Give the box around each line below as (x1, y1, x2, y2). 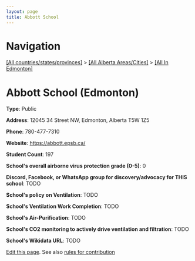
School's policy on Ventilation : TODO (6, 191, 99, 199)
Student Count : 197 (6, 151, 54, 158)
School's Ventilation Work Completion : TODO (6, 203, 119, 210)
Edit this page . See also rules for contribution (6, 249, 116, 256)
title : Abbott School (6, 14, 59, 20)
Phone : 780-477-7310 (6, 128, 60, 136)
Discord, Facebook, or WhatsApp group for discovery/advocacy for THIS (6, 174, 187, 181)
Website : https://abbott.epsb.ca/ (6, 140, 86, 147)
